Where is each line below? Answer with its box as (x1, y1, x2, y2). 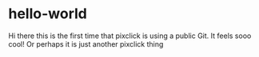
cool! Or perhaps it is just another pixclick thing (8, 39, 164, 48)
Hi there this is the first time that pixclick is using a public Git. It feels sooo (8, 31, 252, 40)
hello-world (8, 5, 88, 23)
